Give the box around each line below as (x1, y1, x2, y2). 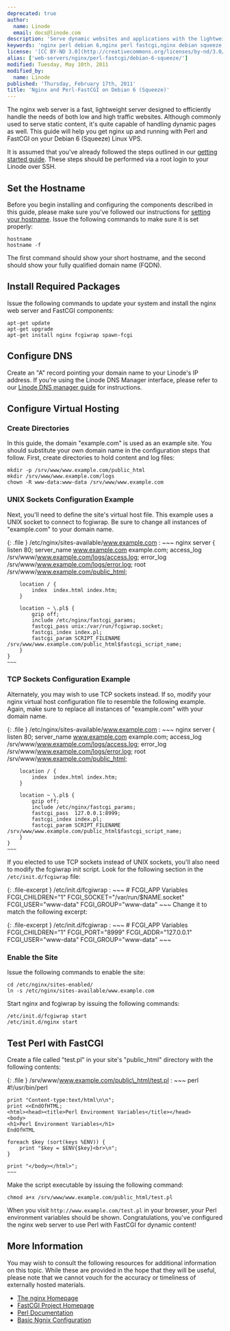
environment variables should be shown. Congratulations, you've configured (7, 1213, 223, 1221)
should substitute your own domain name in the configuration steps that (7, 447, 210, 455)
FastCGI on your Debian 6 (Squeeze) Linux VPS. (7, 134, 142, 143)
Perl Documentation (16, 1308, 74, 1317)
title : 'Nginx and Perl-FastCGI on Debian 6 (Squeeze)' (7, 86, 170, 93)
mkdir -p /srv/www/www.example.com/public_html (7, 467, 146, 474)
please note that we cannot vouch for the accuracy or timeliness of (7, 1273, 196, 1282)
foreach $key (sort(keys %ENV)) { (7, 1138, 106, 1146)
